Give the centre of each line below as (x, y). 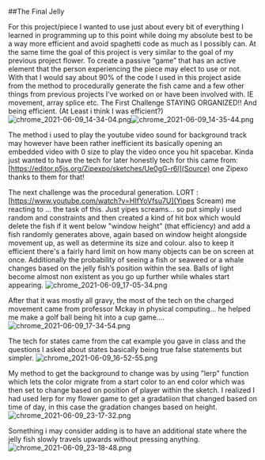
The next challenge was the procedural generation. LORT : (104, 192)
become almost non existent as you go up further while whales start (119, 276)
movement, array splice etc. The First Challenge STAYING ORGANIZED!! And (132, 103)
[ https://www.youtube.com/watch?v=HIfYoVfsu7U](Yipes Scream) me (122, 201)
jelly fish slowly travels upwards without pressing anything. (104, 439)
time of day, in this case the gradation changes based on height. (113, 407)
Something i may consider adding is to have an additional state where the (128, 431)
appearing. (26, 285)
